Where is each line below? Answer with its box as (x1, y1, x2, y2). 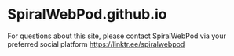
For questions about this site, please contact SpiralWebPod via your (7, 31, 227, 40)
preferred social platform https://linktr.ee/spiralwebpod (7, 39, 185, 48)
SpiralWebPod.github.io (7, 5, 167, 23)
